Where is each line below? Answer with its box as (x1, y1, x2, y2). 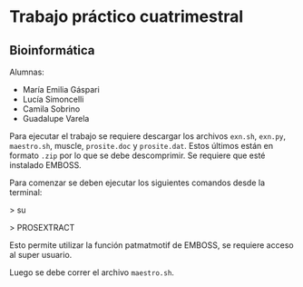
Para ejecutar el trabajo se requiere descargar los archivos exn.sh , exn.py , (9, 131, 287, 142)
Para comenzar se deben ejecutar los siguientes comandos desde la (9, 177, 266, 188)
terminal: (9, 187, 43, 197)
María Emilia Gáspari (22, 84, 100, 94)
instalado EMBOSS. (9, 160, 82, 170)
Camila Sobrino (22, 104, 81, 114)
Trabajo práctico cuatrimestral (9, 6, 244, 27)
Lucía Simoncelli (22, 94, 84, 104)
